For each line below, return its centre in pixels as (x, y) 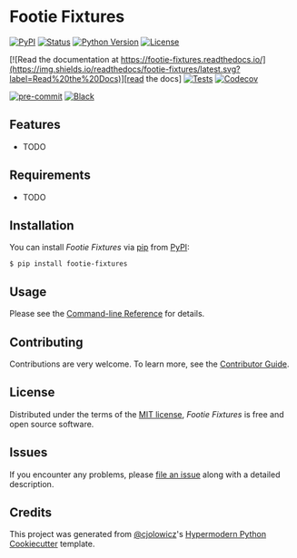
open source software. (52, 424)
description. (32, 484)
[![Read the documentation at (64, 59)
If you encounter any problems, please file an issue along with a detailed (145, 475)
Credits (31, 513)
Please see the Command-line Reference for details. (107, 314)
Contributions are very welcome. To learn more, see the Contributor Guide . (149, 364)
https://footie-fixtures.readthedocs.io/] (193, 59)
